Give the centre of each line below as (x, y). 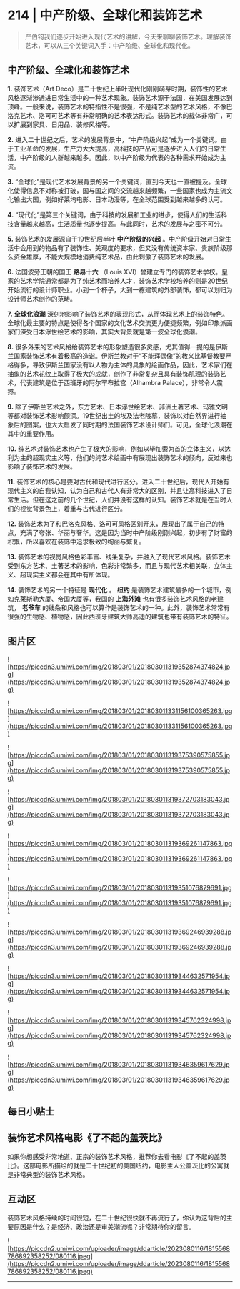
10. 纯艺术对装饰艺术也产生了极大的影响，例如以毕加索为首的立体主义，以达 (119, 449)
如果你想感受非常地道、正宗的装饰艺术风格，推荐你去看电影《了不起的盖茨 (117, 1156)
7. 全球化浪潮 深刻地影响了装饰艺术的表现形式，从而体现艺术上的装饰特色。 (118, 314)
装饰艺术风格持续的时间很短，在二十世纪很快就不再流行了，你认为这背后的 (117, 1218)
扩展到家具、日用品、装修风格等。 (64, 124)
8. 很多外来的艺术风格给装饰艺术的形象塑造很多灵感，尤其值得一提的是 (111, 347)
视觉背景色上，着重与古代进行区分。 (73, 508)
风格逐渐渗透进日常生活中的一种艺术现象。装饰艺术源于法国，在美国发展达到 (120, 97)
